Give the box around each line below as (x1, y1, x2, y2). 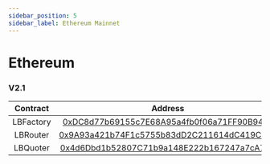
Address (151, 102, 185, 114)
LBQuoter (13, 142, 50, 153)
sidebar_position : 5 (8, 11, 78, 20)
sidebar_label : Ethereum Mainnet (8, 19, 121, 27)
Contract (14, 102, 50, 114)
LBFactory (12, 116, 51, 127)
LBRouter (14, 129, 50, 140)
